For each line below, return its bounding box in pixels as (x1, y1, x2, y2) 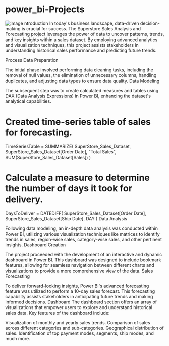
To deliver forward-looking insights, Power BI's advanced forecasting (5, 283, 149, 289)
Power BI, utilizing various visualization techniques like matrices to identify (5, 230, 160, 237)
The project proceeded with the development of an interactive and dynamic (5, 251, 162, 257)
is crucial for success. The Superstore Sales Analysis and (21, 25, 141, 31)
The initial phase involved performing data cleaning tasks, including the (5, 67, 154, 73)
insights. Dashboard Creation (5, 242, 66, 248)
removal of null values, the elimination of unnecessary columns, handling (5, 72, 157, 78)
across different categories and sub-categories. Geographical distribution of (5, 325, 164, 331)
